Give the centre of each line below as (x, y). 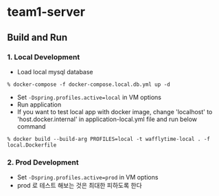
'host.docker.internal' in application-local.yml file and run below (107, 119)
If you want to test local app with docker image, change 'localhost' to (115, 111)
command (31, 126)
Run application (39, 105)
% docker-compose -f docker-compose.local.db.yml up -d (89, 84)
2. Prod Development (43, 162)
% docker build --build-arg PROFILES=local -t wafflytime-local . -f (109, 139)
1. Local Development (44, 57)
